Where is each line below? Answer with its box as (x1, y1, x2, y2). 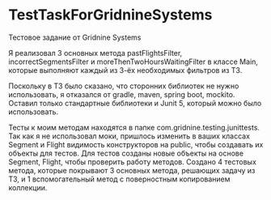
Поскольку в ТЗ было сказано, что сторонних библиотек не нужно (8, 81, 239, 91)
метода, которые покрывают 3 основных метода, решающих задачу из (8, 165, 256, 175)
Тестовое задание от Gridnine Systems (8, 32, 142, 42)
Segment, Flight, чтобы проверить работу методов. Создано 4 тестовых (8, 156, 257, 167)
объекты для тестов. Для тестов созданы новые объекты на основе (8, 148, 244, 158)
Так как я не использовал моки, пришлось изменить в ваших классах (8, 131, 251, 141)
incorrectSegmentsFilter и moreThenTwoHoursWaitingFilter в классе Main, (8, 57, 259, 66)
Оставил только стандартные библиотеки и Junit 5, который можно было (8, 98, 262, 108)
